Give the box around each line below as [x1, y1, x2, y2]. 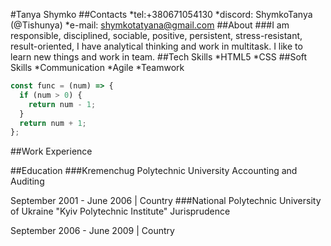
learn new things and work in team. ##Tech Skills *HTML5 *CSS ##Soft [10, 51, 308, 63]
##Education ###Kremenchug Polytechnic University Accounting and [10, 165, 298, 177]
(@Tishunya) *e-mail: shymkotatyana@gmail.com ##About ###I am [10, 19, 290, 31]
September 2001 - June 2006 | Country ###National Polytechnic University [10, 195, 322, 207]
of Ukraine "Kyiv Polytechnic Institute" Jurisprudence [10, 205, 231, 218]
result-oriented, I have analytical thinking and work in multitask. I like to [10, 40, 303, 52]
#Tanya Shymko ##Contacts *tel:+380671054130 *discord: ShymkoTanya [10, 9, 313, 20]
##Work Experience [10, 145, 93, 158]
